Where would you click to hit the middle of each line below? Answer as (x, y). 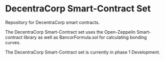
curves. (13, 42)
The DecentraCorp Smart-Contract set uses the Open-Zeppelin (70, 32)
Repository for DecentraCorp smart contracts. (52, 22)
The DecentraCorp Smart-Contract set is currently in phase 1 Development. (83, 52)
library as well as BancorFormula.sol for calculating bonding (85, 37)
